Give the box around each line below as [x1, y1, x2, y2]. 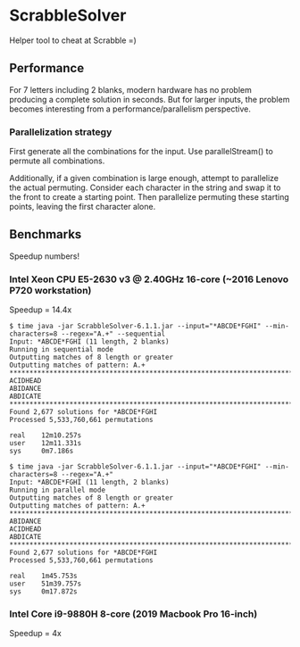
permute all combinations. [9, 155, 105, 166]
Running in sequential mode [9, 345, 114, 354]
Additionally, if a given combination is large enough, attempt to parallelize [9, 173, 279, 184]
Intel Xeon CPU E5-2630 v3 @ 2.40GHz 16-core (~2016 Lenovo [9, 273, 288, 286]
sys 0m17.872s [9, 587, 78, 596]
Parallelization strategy [9, 126, 112, 138]
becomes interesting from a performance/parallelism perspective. [9, 104, 252, 114]
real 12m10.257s [9, 431, 82, 440]
